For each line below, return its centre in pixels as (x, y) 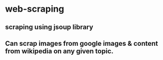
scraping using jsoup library (49, 27)
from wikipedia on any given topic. (59, 51)
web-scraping (35, 9)
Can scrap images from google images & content (81, 43)
